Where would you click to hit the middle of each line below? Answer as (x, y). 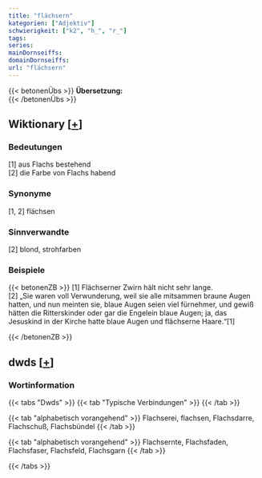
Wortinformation (41, 385)
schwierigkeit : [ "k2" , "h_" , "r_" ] (68, 30)
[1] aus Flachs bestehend (50, 164)
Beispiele (27, 270)
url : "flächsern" (37, 68)
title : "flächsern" (41, 16)
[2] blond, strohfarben (45, 250)
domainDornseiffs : (39, 61)
